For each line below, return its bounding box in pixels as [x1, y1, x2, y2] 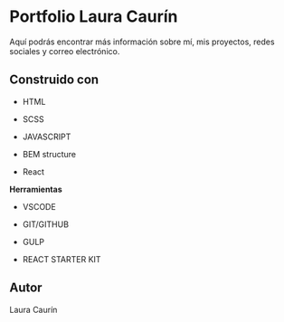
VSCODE [22, 201, 56, 212]
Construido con [9, 72, 99, 88]
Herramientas [9, 184, 63, 194]
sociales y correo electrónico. [9, 45, 120, 56]
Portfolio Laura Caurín [9, 6, 178, 27]
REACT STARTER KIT [22, 253, 101, 264]
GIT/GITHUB [22, 219, 70, 230]
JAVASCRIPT [22, 131, 71, 142]
